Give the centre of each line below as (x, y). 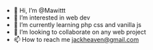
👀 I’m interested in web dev (52, 18)
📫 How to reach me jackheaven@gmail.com (76, 40)
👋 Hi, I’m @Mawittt (40, 10)
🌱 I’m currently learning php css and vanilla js (78, 25)
